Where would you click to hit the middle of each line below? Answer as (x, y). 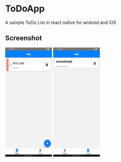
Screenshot (24, 38)
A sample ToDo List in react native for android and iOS (61, 22)
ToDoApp (25, 9)
